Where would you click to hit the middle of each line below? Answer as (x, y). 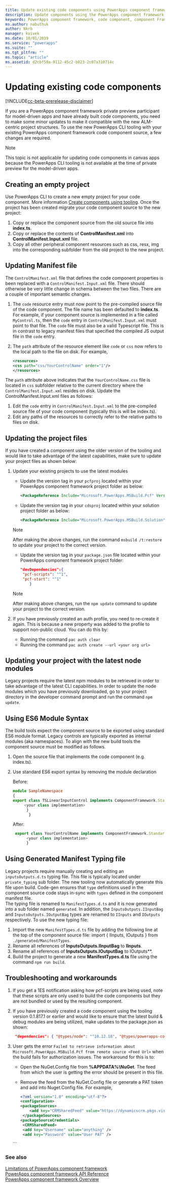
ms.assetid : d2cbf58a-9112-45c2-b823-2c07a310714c (60, 62)
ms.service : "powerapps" (31, 43)
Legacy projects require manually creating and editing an (65, 871)
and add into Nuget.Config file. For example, (66, 1087)
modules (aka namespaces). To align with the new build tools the (73, 741)
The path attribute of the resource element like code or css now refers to (88, 346)
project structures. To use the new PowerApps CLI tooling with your (91, 127)
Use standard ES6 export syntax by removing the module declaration (84, 772)
